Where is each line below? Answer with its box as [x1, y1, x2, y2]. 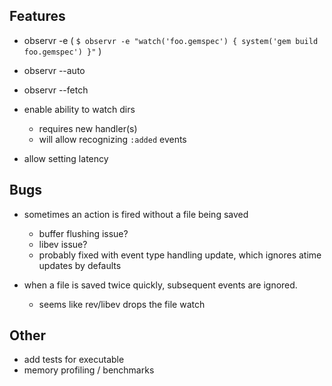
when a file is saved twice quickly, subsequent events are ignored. [23, 279, 298, 291]
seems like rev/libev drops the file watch [38, 298, 206, 310]
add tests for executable [23, 354, 125, 366]
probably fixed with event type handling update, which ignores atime [38, 249, 322, 261]
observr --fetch [23, 84, 89, 96]
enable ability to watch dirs [23, 103, 136, 115]
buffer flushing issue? [38, 227, 129, 239]
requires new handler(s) [38, 122, 138, 134]
